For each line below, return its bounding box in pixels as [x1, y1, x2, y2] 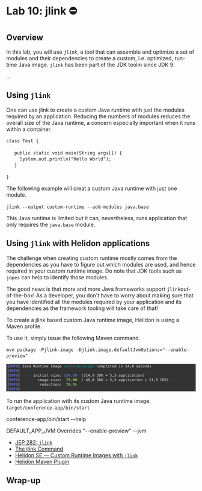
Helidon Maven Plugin [14, 458, 70, 465]
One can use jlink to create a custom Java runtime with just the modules [6, 106, 185, 113]
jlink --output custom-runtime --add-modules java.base [6, 204, 149, 210]
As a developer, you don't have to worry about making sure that [35, 291, 194, 299]
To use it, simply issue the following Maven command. [6, 334, 141, 341]
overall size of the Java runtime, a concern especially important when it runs [6, 119, 196, 126]
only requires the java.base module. [6, 221, 96, 228]
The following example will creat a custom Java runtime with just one [6, 185, 177, 192]
